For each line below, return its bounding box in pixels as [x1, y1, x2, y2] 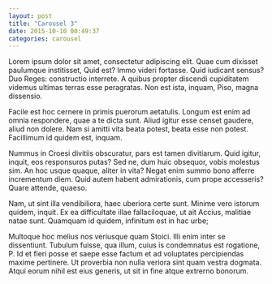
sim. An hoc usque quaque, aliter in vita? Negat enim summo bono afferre [8, 166, 255, 175]
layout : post [8, 11, 53, 20]
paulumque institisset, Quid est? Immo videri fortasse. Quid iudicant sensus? [8, 66, 265, 75]
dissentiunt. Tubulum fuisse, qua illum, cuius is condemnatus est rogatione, [8, 240, 261, 250]
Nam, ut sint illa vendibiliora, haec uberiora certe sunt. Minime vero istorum [8, 199, 260, 209]
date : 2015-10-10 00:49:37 [8, 27, 100, 35]
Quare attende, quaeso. [8, 183, 88, 193]
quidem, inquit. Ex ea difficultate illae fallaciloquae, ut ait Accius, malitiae [8, 208, 252, 217]
